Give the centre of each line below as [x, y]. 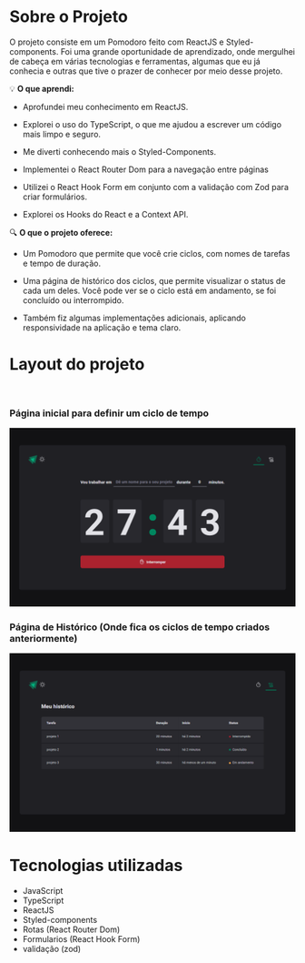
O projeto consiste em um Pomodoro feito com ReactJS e [117, 42]
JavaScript [43, 891]
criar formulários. [55, 197]
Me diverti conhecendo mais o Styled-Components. [119, 151]
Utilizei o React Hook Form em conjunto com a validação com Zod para [155, 187]
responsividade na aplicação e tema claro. [102, 327]
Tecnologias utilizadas [96, 866]
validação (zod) [52, 949]
